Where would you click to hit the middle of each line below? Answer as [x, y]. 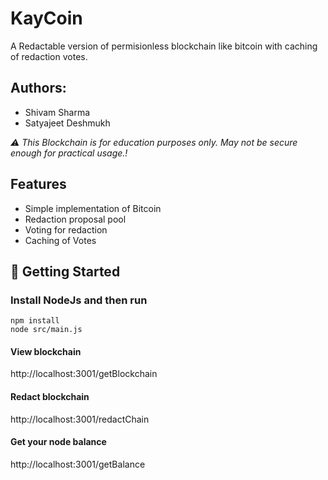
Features [38, 184]
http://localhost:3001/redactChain [80, 419]
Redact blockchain [50, 397]
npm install [35, 321]
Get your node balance [58, 442]
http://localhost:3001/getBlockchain [84, 374]
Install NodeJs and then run [79, 300]
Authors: [38, 88]
